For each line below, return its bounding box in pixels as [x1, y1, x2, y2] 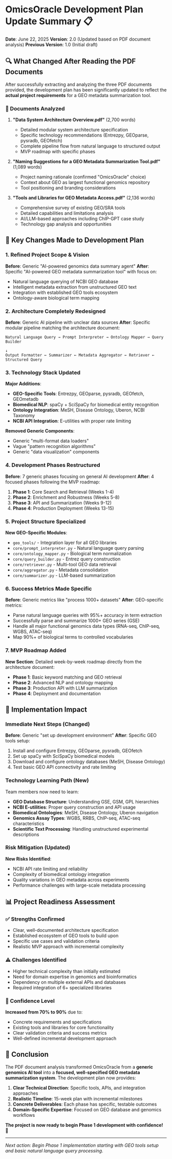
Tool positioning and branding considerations [20, 185, 116, 191]
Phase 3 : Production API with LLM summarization [12, 685, 118, 691]
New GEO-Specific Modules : [5, 529, 68, 535]
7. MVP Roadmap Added [5, 647, 67, 654]
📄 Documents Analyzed [5, 105, 65, 112]
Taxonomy [12, 413, 35, 419]
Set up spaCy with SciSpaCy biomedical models [12, 753, 115, 759]
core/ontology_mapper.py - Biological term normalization [12, 550, 132, 556]
